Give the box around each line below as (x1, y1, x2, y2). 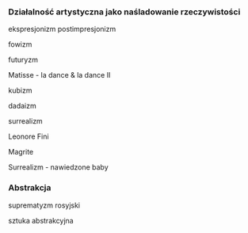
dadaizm (8, 101, 37, 111)
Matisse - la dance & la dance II (8, 71, 111, 80)
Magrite (8, 147, 34, 157)
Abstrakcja (8, 182, 52, 193)
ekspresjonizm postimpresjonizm (8, 25, 116, 34)
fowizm (8, 40, 32, 49)
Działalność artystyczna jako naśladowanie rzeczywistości (8, 6, 241, 17)
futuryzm (8, 55, 38, 65)
